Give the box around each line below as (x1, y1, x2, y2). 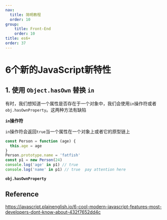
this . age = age (10, 143, 42, 148)
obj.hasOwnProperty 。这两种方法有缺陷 (5, 106, 86, 113)
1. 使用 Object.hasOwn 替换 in (5, 86, 95, 95)
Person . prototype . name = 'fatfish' (5, 153, 81, 158)
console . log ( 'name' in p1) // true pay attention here (5, 167, 126, 172)
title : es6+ (5, 36, 30, 41)
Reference (5, 190, 39, 199)
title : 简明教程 (10, 12, 42, 17)
